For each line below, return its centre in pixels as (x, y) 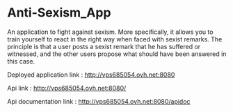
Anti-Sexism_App (59, 13)
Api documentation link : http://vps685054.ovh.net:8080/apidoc (99, 101)
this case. (21, 61)
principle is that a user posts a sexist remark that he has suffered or (104, 46)
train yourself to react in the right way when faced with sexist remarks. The (115, 39)
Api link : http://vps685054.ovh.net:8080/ (67, 88)
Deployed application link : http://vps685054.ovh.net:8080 (91, 75)
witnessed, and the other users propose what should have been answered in (117, 54)
